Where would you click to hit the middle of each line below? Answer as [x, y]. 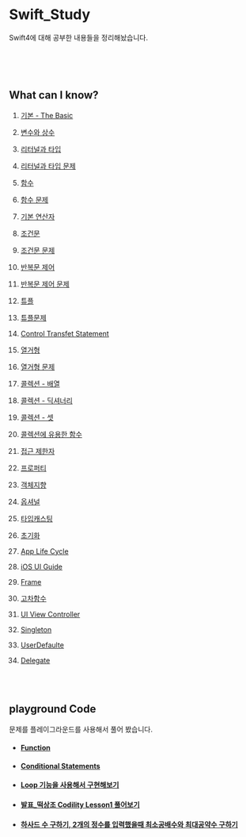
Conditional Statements [61, 766]
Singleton [36, 629]
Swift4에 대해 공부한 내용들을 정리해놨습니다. [79, 37]
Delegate [35, 660]
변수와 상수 [38, 132]
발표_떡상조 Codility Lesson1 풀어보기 [80, 804]
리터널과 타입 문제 [48, 166]
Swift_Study [50, 15]
